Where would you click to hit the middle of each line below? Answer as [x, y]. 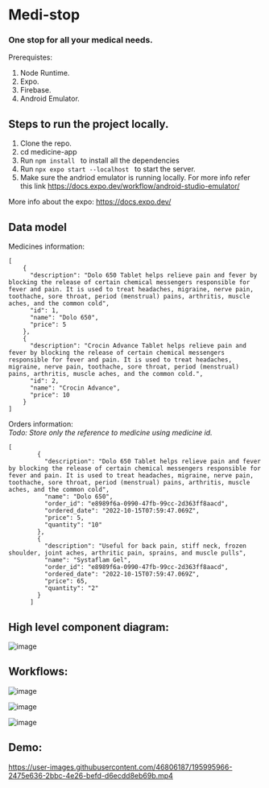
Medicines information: [47, 246]
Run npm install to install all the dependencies [99, 161]
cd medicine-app [48, 152]
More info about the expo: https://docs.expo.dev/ [90, 202]
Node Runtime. [45, 73]
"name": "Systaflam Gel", [87, 560]
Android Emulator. [50, 99]
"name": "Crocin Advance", [75, 388]
